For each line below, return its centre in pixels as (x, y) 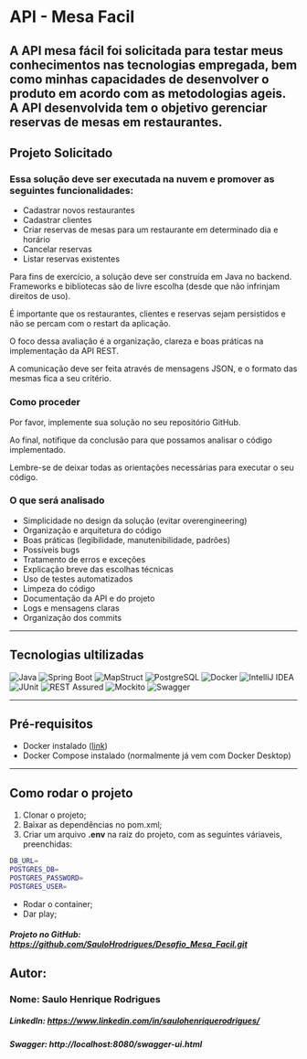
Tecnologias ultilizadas (77, 655)
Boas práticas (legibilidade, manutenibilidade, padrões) (127, 540)
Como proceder (45, 402)
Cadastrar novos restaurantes (79, 210)
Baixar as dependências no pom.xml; (92, 825)
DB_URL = (24, 861)
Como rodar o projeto (71, 793)
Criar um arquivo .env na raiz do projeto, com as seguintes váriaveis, (153, 835)
